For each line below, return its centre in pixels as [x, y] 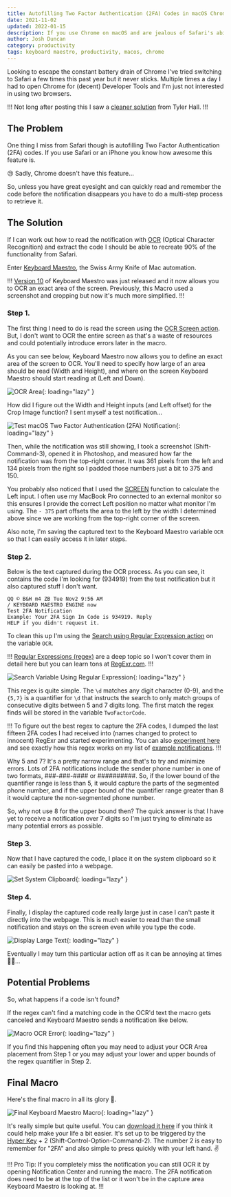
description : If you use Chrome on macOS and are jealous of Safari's [110, 33]
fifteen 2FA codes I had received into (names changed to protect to [102, 733]
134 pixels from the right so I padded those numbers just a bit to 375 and [110, 468]
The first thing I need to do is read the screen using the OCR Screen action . [113, 328]
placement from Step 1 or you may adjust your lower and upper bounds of [112, 1054]
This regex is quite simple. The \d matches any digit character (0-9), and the [115, 690]
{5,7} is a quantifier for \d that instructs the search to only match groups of [114, 698]
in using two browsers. [40, 93]
